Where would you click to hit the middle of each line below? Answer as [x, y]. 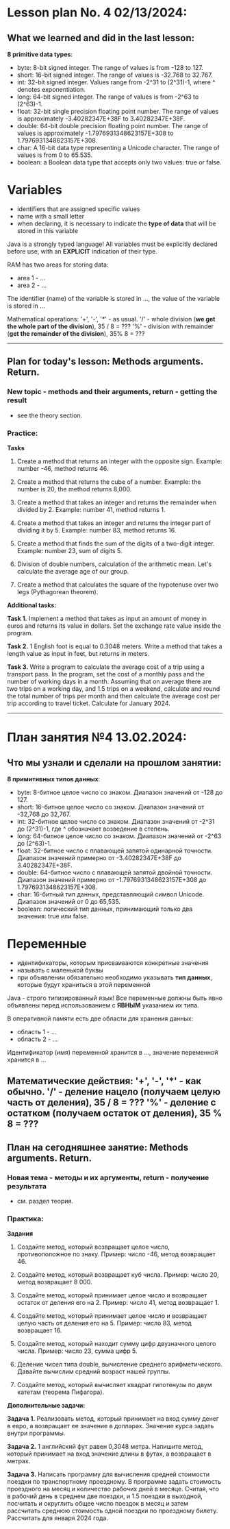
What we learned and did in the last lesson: [101, 38]
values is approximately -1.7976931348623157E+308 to [95, 133]
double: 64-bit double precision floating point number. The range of [113, 126]
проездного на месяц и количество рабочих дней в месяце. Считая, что [113, 1489]
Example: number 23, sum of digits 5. [69, 550]
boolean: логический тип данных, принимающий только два [105, 909]
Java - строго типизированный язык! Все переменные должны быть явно [115, 998]
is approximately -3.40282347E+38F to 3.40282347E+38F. [101, 119]
